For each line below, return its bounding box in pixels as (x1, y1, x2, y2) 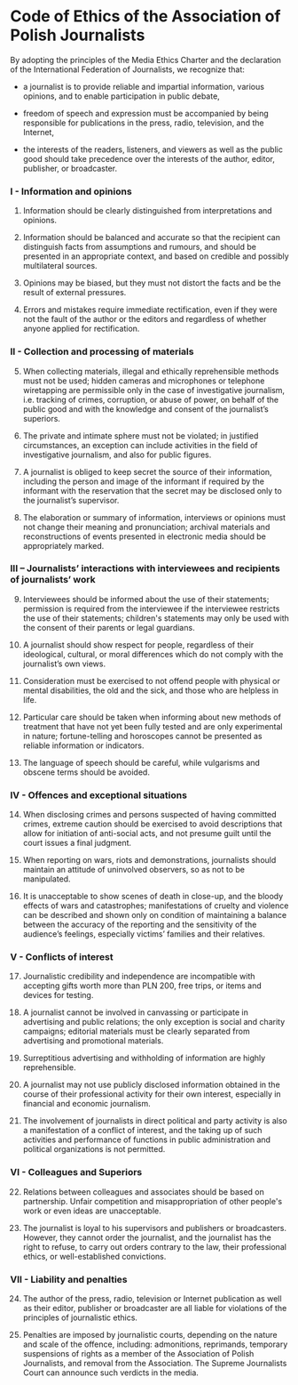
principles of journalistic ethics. (22, 1312, 138, 1323)
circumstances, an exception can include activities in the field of (22, 439, 258, 450)
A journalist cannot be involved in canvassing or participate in (22, 1007, 249, 1018)
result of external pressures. (22, 287, 127, 298)
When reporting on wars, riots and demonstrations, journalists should (22, 855, 277, 866)
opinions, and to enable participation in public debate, (22, 91, 220, 101)
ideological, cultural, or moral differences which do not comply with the (22, 648, 284, 659)
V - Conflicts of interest (10, 951, 114, 963)
